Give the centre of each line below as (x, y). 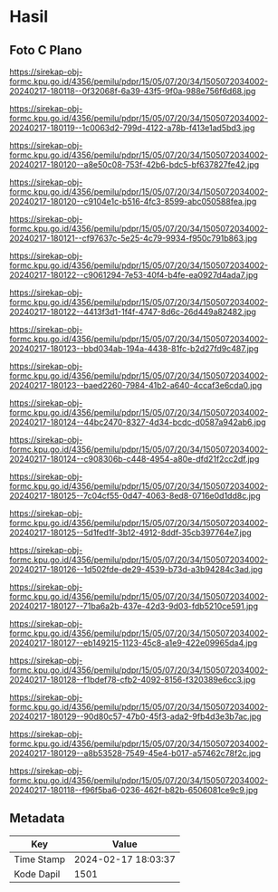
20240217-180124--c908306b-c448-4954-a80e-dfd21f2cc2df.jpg (134, 459)
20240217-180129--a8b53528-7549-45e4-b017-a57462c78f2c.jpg (135, 753)
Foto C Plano (46, 50)
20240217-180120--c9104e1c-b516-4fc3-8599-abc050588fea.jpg (133, 201)
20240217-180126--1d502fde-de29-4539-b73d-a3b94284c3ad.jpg (136, 569)
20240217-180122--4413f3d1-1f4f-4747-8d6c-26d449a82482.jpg (133, 312)
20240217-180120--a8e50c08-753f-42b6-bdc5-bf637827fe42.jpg (134, 164)
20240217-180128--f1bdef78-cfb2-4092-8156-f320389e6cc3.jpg (133, 680)
